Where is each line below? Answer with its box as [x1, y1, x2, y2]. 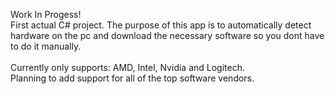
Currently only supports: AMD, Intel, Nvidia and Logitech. [10, 62, 245, 73]
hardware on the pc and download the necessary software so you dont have [10, 30, 325, 41]
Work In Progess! [10, 9, 82, 20]
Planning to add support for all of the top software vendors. [10, 72, 255, 84]
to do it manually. [10, 40, 82, 52]
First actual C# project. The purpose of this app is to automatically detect [10, 19, 312, 31]
